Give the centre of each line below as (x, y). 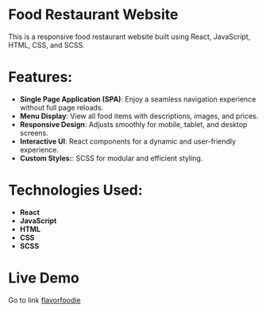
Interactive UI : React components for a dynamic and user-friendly (128, 141)
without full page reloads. (62, 107)
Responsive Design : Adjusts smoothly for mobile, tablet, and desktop (133, 124)
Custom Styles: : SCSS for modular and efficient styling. (111, 158)
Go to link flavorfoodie (44, 300)
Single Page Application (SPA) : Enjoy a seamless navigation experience (138, 99)
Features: (40, 77)
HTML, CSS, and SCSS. (46, 44)
